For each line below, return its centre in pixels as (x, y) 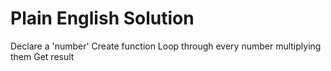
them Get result (42, 56)
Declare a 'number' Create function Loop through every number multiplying (166, 46)
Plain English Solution (102, 18)
